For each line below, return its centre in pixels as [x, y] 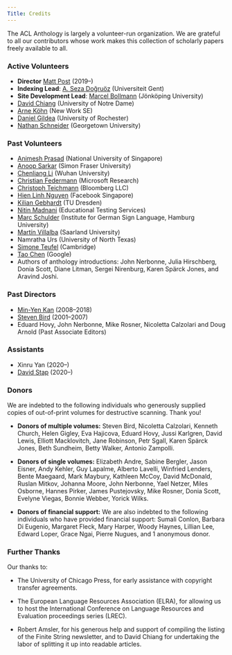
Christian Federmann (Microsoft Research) [78, 180]
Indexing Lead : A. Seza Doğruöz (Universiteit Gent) [91, 88]
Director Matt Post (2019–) [55, 81]
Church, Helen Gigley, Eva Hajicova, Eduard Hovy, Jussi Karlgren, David [120, 434]
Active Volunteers [38, 66]
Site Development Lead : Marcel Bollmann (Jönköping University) [110, 96]
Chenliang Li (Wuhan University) [63, 173]
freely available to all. [37, 48]
